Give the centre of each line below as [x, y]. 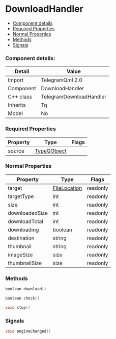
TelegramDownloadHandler [74, 97]
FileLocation [67, 188]
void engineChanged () [28, 331]
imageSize [20, 254]
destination [21, 238]
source [16, 151]
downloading [23, 230]
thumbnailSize [25, 263]
